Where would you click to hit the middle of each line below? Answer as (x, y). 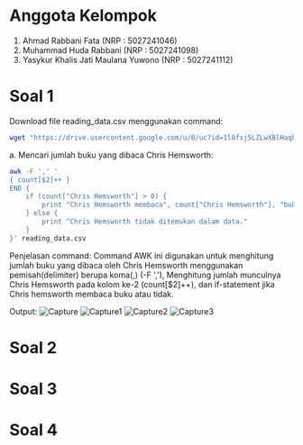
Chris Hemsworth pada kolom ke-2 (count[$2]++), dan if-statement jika (142, 284)
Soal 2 (33, 347)
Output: (23, 311)
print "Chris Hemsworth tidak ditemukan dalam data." (145, 222)
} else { (42, 213)
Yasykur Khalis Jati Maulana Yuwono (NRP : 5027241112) (128, 59)
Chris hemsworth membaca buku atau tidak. (92, 294)
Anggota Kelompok (83, 16)
